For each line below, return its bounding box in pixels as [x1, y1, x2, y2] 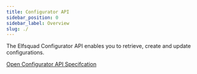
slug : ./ [6, 25, 29, 32]
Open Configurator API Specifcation [6, 61, 96, 68]
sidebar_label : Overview [6, 20, 70, 26]
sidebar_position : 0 [6, 15, 59, 21]
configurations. [6, 49, 45, 56]
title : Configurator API [6, 8, 70, 15]
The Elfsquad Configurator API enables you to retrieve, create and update [6, 42, 191, 50]
